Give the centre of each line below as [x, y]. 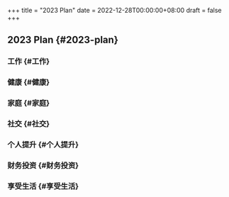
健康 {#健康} [29, 82]
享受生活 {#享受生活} [43, 186]
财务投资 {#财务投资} [43, 165]
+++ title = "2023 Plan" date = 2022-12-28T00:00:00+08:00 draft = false [114, 10]
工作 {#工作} [29, 62]
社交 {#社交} [29, 124]
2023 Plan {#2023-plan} [63, 40]
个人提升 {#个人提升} [43, 145]
